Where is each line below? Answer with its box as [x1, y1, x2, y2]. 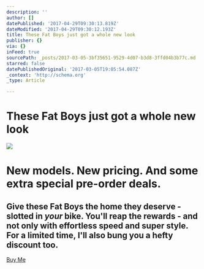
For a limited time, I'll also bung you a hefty [6, 230, 173, 240]
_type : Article [6, 77, 45, 84]
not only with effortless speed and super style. [6, 220, 189, 231]
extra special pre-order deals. [6, 177, 161, 191]
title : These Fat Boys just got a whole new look [6, 32, 136, 38]
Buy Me [6, 256, 26, 263]
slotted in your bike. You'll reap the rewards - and [6, 211, 198, 221]
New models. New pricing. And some [6, 164, 198, 178]
